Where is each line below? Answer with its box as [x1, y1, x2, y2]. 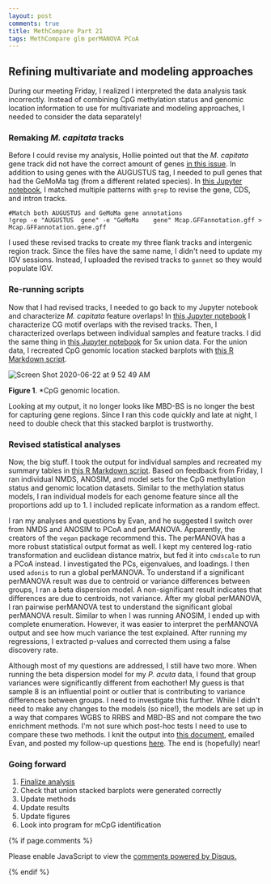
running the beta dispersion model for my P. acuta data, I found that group [8, 669, 256, 679]
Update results [19, 803, 70, 813]
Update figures [19, 812, 70, 822]
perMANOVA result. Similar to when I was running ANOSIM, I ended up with [8, 610, 260, 620]
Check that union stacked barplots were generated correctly [19, 786, 222, 796]
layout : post [8, 11, 53, 20]
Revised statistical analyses [8, 439, 121, 450]
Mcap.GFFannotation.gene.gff [8, 224, 107, 232]
